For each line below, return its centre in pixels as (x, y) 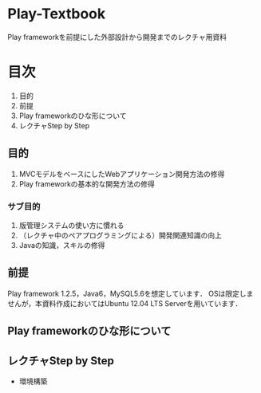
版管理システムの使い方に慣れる (71, 225)
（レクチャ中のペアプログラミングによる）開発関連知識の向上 (121, 235)
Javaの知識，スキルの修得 (62, 245)
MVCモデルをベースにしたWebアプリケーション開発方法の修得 (122, 174)
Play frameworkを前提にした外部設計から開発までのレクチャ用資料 (117, 37)
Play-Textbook (57, 14)
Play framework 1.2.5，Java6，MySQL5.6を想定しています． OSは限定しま (130, 293)
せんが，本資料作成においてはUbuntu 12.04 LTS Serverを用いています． (125, 303)
